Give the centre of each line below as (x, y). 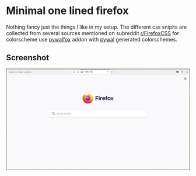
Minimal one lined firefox (67, 11)
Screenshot (28, 58)
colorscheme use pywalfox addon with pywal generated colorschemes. (92, 39)
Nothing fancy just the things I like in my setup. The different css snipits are (97, 27)
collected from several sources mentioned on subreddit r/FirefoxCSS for (93, 33)
